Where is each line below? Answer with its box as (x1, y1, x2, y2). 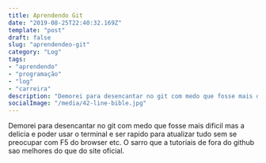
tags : (8, 56, 26, 64)
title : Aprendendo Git (8, 11, 83, 20)
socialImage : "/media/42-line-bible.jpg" (8, 99, 147, 107)
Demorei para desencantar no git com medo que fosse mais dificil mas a (8, 121, 245, 131)
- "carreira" (8, 84, 51, 93)
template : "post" (8, 26, 66, 34)
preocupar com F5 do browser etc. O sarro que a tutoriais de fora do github (8, 138, 255, 147)
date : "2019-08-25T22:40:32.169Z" (8, 19, 123, 27)
